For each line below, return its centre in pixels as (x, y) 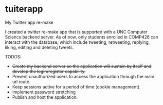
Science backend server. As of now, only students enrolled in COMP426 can (82, 37)
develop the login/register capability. (49, 71)
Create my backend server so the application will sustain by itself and (82, 66)
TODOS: (13, 56)
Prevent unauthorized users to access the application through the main (83, 76)
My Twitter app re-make (29, 22)
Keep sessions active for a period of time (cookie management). (76, 87)
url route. (21, 82)
